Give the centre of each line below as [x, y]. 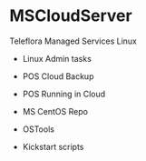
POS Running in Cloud [64, 94]
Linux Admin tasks [57, 58]
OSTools [38, 129]
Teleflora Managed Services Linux [73, 41]
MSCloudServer [71, 16]
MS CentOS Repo [55, 111]
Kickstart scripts [53, 146]
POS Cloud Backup [58, 76]
